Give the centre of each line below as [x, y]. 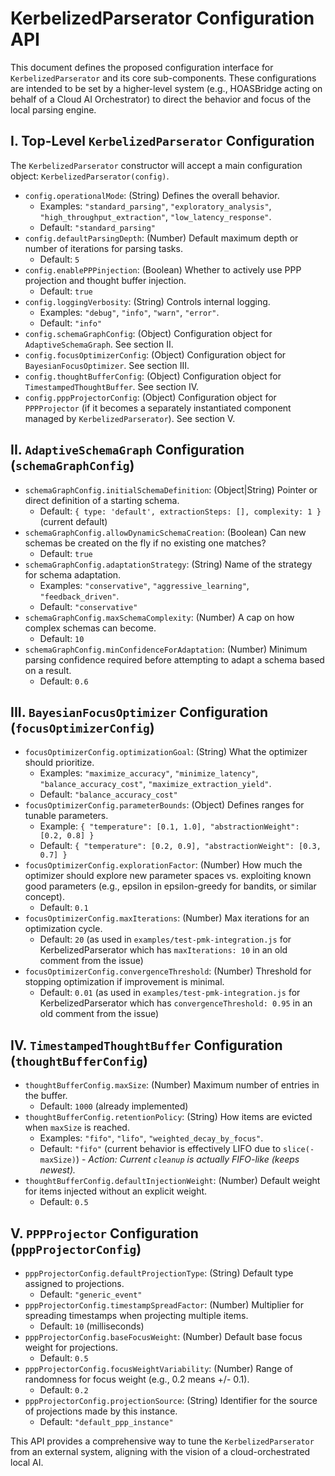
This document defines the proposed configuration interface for [142, 67]
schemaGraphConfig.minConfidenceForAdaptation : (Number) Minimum [166, 649]
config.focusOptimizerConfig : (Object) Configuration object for [155, 354]
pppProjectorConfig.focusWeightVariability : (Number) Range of [158, 1368]
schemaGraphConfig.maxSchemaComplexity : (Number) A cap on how [159, 617]
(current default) [73, 521]
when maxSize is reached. [77, 1128]
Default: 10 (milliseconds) [92, 1326]
